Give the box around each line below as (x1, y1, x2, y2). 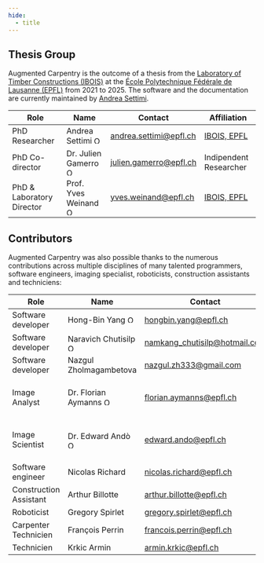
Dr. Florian (68, 387, 106, 398)
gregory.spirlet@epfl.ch (144, 507, 233, 518)
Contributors (8, 232, 73, 245)
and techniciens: (8, 278, 62, 287)
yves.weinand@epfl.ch (110, 192, 195, 203)
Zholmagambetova (68, 364, 137, 375)
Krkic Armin (68, 543, 112, 554)
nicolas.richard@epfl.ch (144, 466, 233, 477)
